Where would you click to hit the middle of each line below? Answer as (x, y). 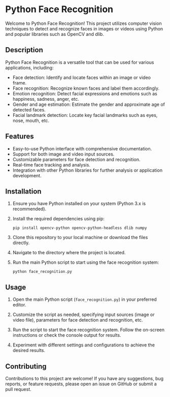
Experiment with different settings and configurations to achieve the (83, 345)
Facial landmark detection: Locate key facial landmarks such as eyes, (85, 115)
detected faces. (29, 109)
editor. (19, 305)
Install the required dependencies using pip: (59, 219)
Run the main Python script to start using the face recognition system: (86, 262)
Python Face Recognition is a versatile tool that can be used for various (80, 62)
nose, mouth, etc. (31, 121)
